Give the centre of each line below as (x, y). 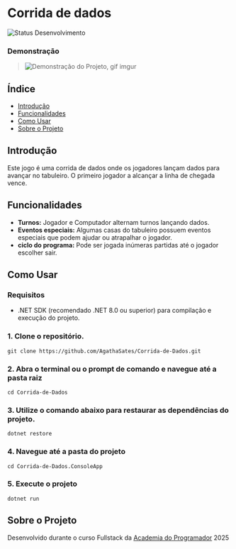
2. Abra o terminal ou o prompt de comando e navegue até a (112, 369)
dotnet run (23, 499)
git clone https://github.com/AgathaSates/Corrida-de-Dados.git (104, 351)
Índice (21, 89)
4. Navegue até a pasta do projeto (67, 452)
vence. (17, 183)
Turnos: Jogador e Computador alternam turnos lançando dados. (113, 222)
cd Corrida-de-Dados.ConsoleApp (55, 466)
